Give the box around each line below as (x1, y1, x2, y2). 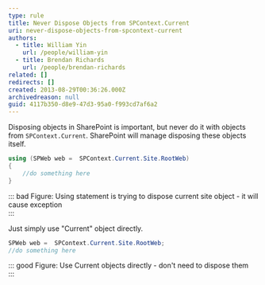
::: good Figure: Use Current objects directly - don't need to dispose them (8, 260, 249, 271)
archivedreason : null (8, 93, 80, 101)
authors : (8, 33, 37, 42)
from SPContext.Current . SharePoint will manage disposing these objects (8, 131, 247, 140)
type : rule (8, 11, 44, 20)
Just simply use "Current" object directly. (8, 224, 144, 233)
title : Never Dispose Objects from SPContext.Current (8, 19, 190, 27)
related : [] (8, 71, 48, 79)
